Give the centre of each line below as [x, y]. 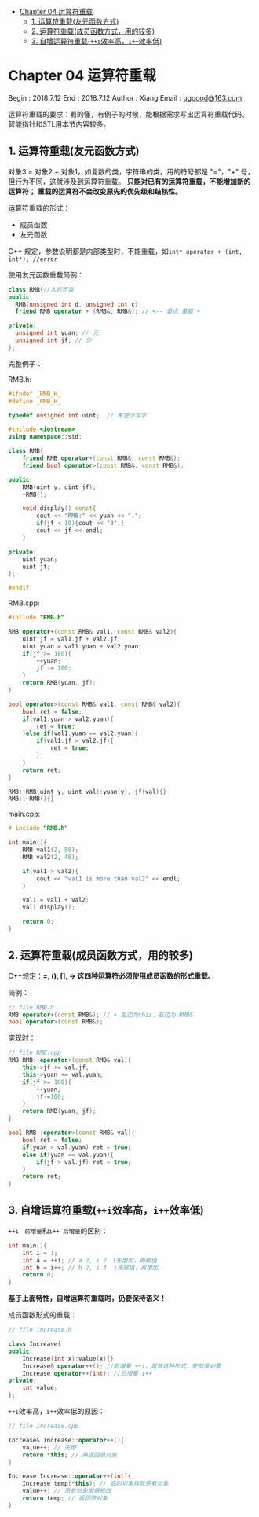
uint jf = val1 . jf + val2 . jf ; [72, 639]
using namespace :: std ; [45, 437]
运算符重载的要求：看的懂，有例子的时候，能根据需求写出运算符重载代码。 [128, 114]
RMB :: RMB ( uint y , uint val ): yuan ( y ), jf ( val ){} [88, 792]
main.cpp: [24, 814]
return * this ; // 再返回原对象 [70, 1455]
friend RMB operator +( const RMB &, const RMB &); [101, 458]
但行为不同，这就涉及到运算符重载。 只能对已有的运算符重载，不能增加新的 [129, 181]
